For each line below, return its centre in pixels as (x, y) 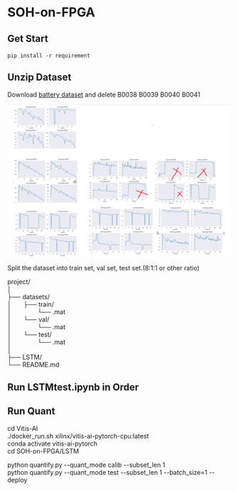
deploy (17, 480)
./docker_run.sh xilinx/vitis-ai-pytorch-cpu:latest (78, 436)
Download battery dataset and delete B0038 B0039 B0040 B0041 (104, 94)
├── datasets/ (29, 297)
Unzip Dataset (39, 78)
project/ (19, 282)
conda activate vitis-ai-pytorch (53, 443)
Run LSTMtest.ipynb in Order (73, 387)
